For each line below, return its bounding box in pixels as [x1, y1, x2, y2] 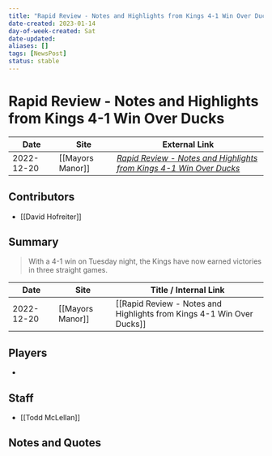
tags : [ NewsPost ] [8, 49, 67, 58]
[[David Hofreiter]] [19, 212, 83, 222]
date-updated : [8, 34, 57, 43]
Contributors [8, 190, 75, 204]
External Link [162, 139, 215, 150]
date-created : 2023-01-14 [8, 19, 96, 28]
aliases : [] [8, 42, 49, 50]
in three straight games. [28, 265, 108, 275]
